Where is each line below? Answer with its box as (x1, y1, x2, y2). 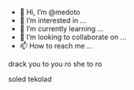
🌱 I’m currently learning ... (19, 24, 104, 33)
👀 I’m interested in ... (19, 16, 87, 25)
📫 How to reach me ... (19, 41, 93, 50)
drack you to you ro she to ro (8, 59, 102, 68)
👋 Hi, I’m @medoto (19, 8, 80, 16)
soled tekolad (8, 74, 53, 84)
